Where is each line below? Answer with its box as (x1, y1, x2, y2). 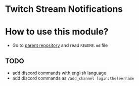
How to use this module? (5, 26, 109, 38)
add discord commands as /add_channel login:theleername (12, 75, 135, 81)
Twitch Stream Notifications (5, 3, 123, 15)
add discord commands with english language (12, 70, 107, 76)
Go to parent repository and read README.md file (12, 43, 108, 48)
